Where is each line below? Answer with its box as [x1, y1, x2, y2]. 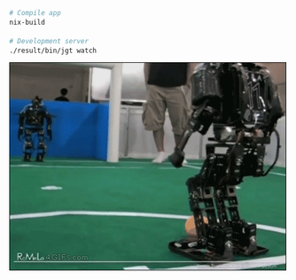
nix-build [9, 18, 46, 27]
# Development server [9, 36, 90, 45]
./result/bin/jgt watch [9, 46, 97, 55]
